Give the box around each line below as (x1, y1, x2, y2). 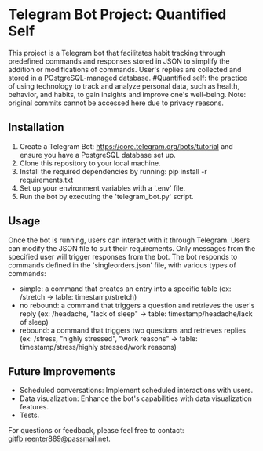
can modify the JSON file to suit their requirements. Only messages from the (8, 243, 256, 253)
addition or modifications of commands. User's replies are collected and (8, 64, 242, 74)
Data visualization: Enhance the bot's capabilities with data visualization (19, 394, 253, 403)
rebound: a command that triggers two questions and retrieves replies (19, 326, 246, 335)
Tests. (19, 410, 40, 420)
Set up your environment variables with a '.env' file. (19, 183, 186, 193)
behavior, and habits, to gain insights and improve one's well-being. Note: (8, 89, 247, 99)
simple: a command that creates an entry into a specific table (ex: (19, 284, 232, 293)
